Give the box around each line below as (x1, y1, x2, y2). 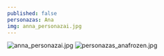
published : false (7, 10, 57, 17)
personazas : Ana (7, 16, 54, 23)
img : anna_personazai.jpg (7, 23, 82, 29)
